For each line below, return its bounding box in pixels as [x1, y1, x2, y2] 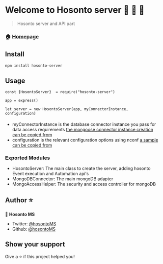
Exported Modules [5, 154, 50, 161]
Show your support [5, 240, 65, 249]
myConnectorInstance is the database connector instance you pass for [12, 121, 156, 127]
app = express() [5, 98, 38, 103]
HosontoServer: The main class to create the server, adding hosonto [12, 166, 151, 171]
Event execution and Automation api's [12, 171, 89, 177]
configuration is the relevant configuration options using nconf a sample [12, 137, 159, 143]
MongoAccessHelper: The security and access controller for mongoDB [12, 181, 156, 187]
